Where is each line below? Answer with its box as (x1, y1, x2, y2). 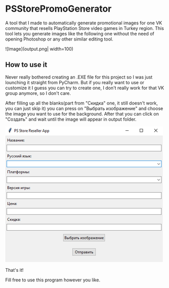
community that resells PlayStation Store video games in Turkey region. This (5, 25, 164, 31)
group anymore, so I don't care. (5, 90, 71, 96)
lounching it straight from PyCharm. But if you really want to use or (5, 79, 145, 85)
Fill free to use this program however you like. (5, 277, 100, 283)
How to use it (5, 60, 48, 69)
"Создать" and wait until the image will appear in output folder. (5, 116, 137, 122)
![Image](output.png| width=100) (5, 46, 73, 52)
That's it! (5, 267, 24, 273)
